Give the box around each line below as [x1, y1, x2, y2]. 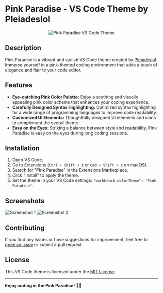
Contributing [5, 224, 45, 232]
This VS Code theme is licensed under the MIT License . [5, 268, 116, 275]
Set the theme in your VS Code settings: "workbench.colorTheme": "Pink [12, 178, 157, 183]
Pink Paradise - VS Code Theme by [5, 3, 148, 15]
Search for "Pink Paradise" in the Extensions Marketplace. [12, 167, 129, 173]
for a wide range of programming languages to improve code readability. [12, 109, 158, 115]
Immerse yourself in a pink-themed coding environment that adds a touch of [5, 62, 158, 67]
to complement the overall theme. [12, 120, 80, 126]
